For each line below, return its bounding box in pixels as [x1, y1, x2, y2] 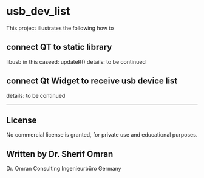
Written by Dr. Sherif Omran [6, 149, 114, 159]
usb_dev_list [6, 4, 70, 18]
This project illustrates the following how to [6, 24, 114, 32]
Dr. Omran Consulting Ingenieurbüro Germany [6, 165, 121, 173]
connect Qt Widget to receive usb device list [6, 76, 178, 86]
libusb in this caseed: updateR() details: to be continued [6, 58, 146, 65]
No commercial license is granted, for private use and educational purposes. [6, 131, 198, 139]
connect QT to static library [6, 42, 112, 52]
